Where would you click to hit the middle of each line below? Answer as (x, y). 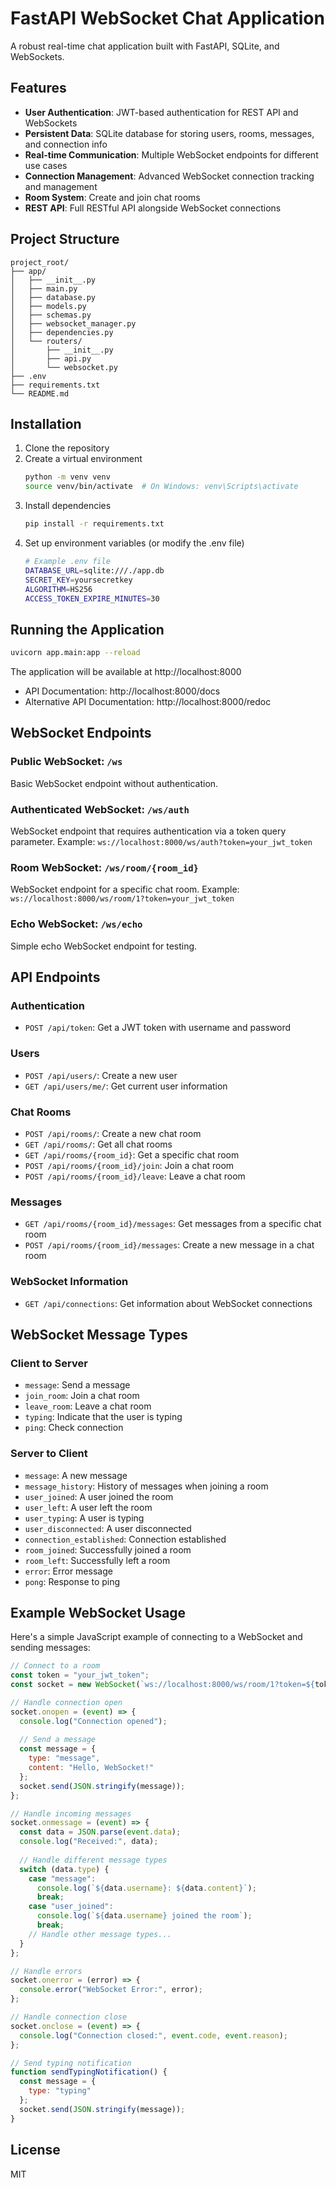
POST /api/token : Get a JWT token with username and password (158, 1028)
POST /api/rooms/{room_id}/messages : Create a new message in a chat (169, 1245)
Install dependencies (68, 506)
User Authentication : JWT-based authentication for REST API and (161, 112)
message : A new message (76, 1475)
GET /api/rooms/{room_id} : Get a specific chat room (132, 1154)
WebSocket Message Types (99, 1334)
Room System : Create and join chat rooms (112, 197)
